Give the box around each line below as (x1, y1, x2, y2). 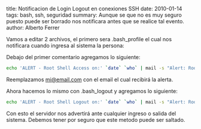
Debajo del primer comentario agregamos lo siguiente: (6, 54, 141, 60)
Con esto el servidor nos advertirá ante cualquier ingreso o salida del (6, 110, 176, 117)
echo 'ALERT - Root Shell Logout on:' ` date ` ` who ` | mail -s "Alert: (6, 99, 186, 105)
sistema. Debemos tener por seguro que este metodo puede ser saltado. (6, 116, 185, 123)
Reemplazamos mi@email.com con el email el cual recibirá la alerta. (6, 76, 173, 83)
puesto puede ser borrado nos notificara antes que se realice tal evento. (6, 18, 184, 24)
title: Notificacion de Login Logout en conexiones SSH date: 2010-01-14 (6, 5, 182, 12)
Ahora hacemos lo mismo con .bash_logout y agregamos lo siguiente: (6, 87, 178, 94)
